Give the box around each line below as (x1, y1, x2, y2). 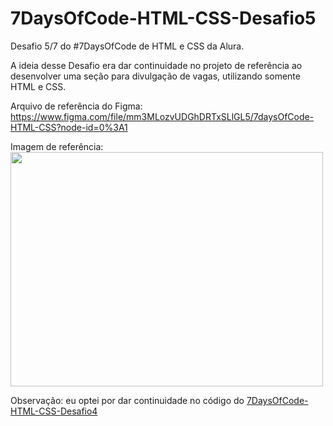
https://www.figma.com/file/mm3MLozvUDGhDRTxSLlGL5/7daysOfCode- (10, 110, 315, 122)
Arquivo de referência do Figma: (10, 100, 143, 112)
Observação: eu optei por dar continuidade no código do (10, 394, 245, 406)
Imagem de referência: (10, 140, 104, 152)
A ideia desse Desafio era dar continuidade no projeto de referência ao (10, 59, 303, 71)
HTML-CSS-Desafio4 (10, 405, 98, 417)
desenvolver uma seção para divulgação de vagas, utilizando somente (10, 70, 301, 82)
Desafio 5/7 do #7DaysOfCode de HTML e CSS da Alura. (10, 40, 245, 52)
